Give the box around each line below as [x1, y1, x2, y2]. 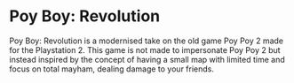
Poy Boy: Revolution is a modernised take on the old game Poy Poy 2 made [9, 35, 284, 46]
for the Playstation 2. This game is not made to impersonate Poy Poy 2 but [9, 44, 282, 55]
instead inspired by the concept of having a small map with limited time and [9, 54, 286, 64]
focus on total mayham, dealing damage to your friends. [9, 64, 215, 74]
